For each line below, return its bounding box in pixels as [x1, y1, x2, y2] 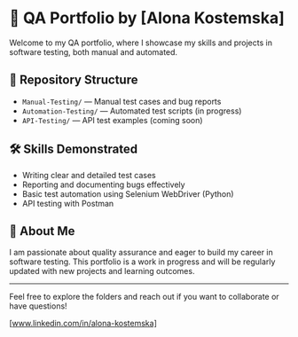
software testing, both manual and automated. [9, 46, 178, 57]
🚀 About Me [9, 223, 75, 239]
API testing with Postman [21, 198, 114, 208]
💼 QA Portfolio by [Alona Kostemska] [9, 8, 286, 28]
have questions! [9, 301, 68, 311]
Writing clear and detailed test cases [21, 169, 157, 180]
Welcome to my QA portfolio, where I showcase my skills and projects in [9, 37, 273, 48]
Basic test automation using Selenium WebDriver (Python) [21, 188, 234, 199]
